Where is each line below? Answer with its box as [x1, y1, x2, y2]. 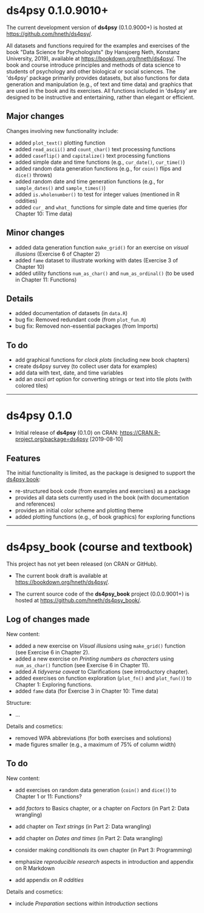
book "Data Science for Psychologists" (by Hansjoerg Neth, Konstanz [6, 48, 180, 55]
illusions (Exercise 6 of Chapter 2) [15, 250, 100, 257]
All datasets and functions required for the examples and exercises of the [6, 42, 190, 49]
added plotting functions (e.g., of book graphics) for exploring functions [15, 513, 195, 520]
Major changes [6, 111, 65, 121]
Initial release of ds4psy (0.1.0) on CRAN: [15, 429, 119, 436]
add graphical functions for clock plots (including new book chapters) [15, 356, 190, 364]
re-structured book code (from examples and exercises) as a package [15, 487, 191, 495]
